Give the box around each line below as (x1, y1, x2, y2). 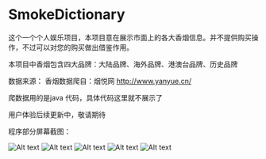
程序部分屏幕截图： (8, 127, 71, 136)
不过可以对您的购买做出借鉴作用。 (21, 42, 133, 52)
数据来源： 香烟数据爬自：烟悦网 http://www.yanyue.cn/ (8, 76, 192, 85)
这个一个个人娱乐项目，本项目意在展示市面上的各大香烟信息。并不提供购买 (8, 32, 252, 42)
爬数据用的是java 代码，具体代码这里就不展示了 (8, 93, 163, 102)
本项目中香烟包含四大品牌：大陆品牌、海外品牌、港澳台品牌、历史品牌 (8, 59, 238, 69)
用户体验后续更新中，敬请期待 (8, 109, 106, 119)
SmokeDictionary (8, 6, 125, 24)
